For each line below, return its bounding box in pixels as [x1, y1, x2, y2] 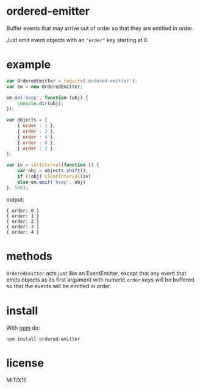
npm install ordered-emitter [6, 336, 80, 342]
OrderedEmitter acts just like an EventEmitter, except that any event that [6, 269, 187, 277]
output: [6, 195, 24, 203]
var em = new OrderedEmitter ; [6, 84, 84, 90]
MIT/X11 [6, 376, 26, 384]
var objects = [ [6, 117, 48, 123]
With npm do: [6, 324, 41, 331]
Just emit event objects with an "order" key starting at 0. [6, 36, 149, 43]
